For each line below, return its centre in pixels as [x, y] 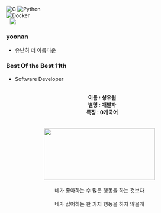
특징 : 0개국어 [102, 112]
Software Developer [39, 79]
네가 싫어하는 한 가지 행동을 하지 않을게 [99, 204]
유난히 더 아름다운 [35, 50]
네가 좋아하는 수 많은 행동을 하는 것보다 [99, 190]
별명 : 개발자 [102, 105]
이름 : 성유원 [102, 97]
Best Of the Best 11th [36, 66]
